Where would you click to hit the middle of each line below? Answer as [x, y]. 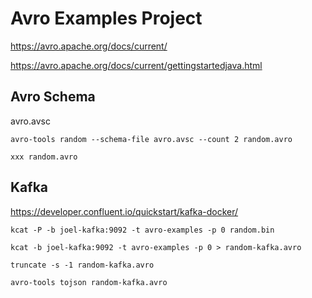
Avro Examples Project [106, 18]
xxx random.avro [44, 157]
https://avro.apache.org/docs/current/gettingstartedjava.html [136, 65]
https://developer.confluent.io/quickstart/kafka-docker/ [124, 211]
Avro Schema [53, 97]
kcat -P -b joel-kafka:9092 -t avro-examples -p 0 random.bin [142, 230]
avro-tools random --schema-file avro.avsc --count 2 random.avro [151, 139]
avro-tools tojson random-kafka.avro [89, 282]
